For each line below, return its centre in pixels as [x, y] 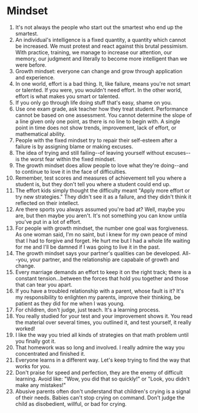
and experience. [35, 77]
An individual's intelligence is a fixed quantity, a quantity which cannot [100, 40]
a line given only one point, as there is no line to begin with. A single [98, 121]
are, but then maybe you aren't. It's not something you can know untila [101, 215]
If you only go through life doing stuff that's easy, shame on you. [94, 102]
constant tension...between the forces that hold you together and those [102, 278]
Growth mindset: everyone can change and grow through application [99, 71]
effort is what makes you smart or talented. [67, 96]
